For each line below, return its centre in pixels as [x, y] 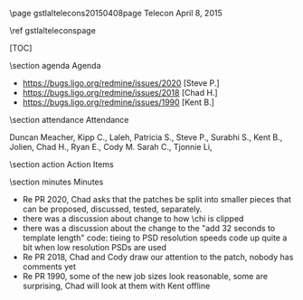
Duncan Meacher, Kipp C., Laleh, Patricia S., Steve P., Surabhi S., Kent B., [146, 137]
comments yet [49, 267]
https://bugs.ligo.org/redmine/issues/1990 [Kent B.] [118, 102]
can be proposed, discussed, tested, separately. [112, 209]
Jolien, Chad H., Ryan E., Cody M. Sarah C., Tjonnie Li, [111, 147]
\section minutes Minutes [57, 182]
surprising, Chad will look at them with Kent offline [116, 286]
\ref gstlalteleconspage [53, 30]
